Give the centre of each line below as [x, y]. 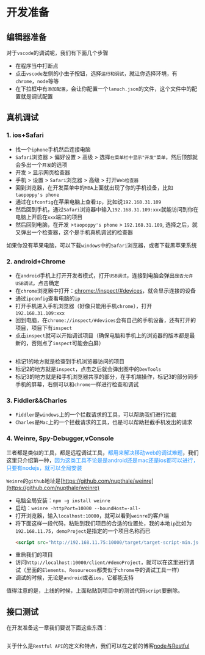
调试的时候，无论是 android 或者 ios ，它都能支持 [74, 577]
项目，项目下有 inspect [43, 327]
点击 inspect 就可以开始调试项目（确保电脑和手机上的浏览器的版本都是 [102, 335]
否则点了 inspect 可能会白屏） [68, 343]
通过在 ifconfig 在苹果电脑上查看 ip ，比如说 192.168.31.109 [88, 202]
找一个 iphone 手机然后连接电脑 [53, 149]
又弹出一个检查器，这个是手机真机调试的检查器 [74, 232]
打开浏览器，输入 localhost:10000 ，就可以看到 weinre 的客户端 [92, 515]
